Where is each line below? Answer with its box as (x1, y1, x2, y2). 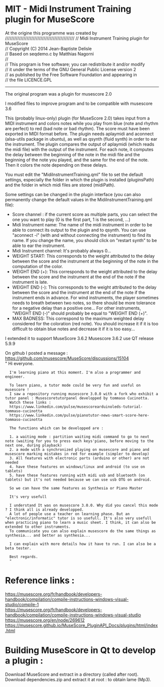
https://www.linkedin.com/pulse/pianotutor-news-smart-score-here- (9, 413, 150, 417)
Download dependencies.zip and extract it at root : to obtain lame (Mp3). (5, 676, 151, 682)
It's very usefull (9, 494, 47, 499)
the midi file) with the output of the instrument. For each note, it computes (5, 146, 154, 152)
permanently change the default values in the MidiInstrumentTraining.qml (5, 196, 153, 202)
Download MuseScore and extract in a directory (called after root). (5, 671, 139, 677)
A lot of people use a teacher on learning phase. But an (9, 511, 130, 516)
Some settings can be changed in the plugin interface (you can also (5, 191, 141, 197)
